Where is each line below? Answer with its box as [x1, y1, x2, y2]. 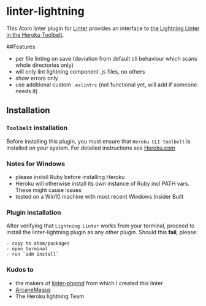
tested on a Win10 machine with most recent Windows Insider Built [15, 193, 184, 200]
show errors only [15, 74, 58, 82]
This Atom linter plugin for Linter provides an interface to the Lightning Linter [6, 25, 200, 32]
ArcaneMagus [15, 286, 51, 293]
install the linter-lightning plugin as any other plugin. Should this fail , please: [6, 229, 198, 236]
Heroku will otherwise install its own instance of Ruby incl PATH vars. [15, 180, 190, 187]
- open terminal [6, 246, 48, 252]
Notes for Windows [6, 159, 66, 168]
